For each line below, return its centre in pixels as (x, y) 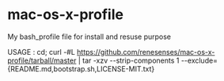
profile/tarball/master (42, 60)
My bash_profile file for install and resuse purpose (89, 37)
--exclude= (199, 60)
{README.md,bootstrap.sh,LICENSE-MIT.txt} (81, 68)
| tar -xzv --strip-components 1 (129, 60)
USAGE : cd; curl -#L (42, 52)
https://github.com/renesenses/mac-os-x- (146, 52)
